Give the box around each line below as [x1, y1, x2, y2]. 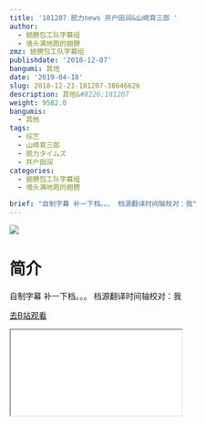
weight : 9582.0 [9, 98, 67, 108]
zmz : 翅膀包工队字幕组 [9, 47, 85, 57]
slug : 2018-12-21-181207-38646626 [9, 81, 141, 90]
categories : [9, 166, 55, 175]
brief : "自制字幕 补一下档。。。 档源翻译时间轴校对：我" [9, 200, 198, 209]
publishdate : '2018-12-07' [9, 56, 112, 65]
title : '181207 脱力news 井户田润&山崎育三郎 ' [9, 13, 179, 23]
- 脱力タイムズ [17, 149, 67, 158]
